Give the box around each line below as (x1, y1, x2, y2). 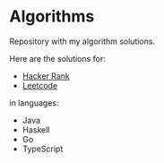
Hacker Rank (22, 70, 70, 81)
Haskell (22, 124, 50, 135)
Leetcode (22, 80, 58, 90)
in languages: (9, 97, 60, 108)
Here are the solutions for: (9, 53, 106, 64)
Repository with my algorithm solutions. (9, 36, 155, 47)
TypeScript (22, 143, 64, 154)
